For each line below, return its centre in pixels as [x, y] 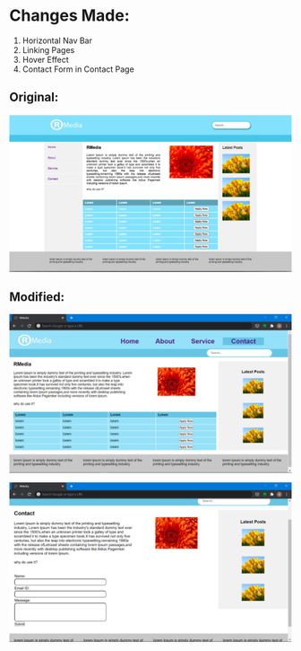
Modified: [37, 297]
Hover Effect [45, 59]
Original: [34, 97]
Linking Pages [48, 49]
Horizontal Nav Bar [57, 40]
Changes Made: [69, 16]
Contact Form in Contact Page [78, 69]
